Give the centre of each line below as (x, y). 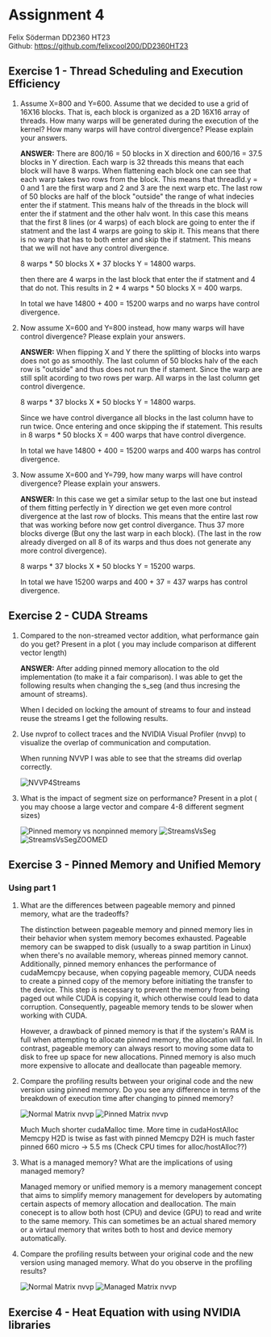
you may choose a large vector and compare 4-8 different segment (132, 807)
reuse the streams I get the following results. (94, 718)
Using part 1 (32, 888)
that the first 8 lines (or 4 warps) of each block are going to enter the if (138, 222)
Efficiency (34, 84)
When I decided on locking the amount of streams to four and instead (135, 710)
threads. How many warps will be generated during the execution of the (140, 120)
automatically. (43, 1238)
